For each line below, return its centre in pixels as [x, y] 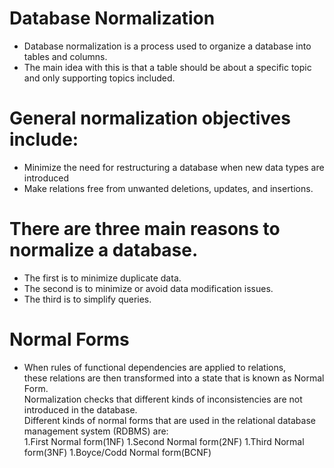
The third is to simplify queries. [87, 299]
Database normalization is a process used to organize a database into [167, 46]
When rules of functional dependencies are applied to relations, [155, 367]
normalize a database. [104, 250]
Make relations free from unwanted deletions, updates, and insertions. [168, 188]
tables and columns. [65, 56]
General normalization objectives [150, 118]
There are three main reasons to [145, 229]
